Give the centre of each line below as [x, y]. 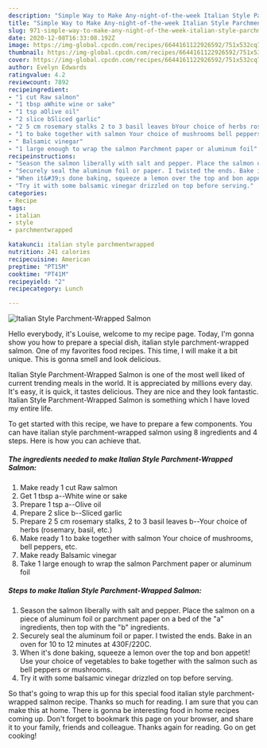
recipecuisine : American [49, 259]
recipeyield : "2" [37, 282]
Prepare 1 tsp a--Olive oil [60, 505]
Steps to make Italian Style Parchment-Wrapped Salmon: [105, 590]
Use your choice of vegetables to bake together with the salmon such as [139, 661]
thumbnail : [26, 53]
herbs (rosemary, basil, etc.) [66, 530]
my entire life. [31, 409]
